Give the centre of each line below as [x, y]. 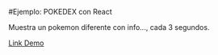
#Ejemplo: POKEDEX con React [61, 12]
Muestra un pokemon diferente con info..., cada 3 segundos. [109, 27]
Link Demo [26, 43]
